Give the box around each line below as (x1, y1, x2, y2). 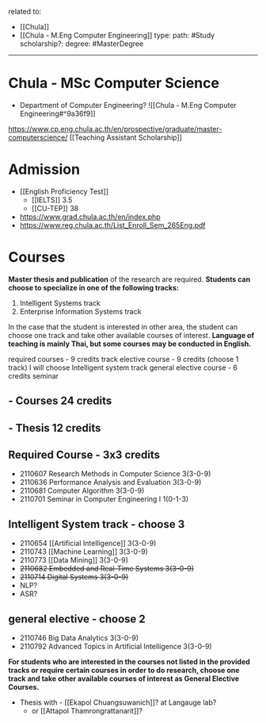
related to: (8, 7, 42, 16)
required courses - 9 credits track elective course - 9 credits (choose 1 (8, 354, 239, 363)
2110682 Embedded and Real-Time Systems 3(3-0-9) (19, 563, 195, 574)
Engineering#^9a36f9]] (19, 109, 97, 118)
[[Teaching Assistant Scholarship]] (69, 133, 182, 142)
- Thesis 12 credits (8, 421, 101, 435)
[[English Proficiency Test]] (19, 187, 109, 196)
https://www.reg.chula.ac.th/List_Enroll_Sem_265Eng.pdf (19, 220, 206, 229)
